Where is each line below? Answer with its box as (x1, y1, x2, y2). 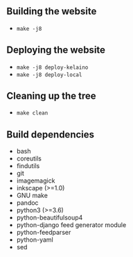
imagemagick (16, 176, 55, 185)
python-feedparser (16, 229, 71, 237)
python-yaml (16, 235, 53, 244)
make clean (16, 110, 48, 117)
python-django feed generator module (16, 221, 127, 229)
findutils (16, 162, 40, 170)
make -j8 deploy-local (16, 71, 82, 78)
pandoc (16, 199, 39, 207)
